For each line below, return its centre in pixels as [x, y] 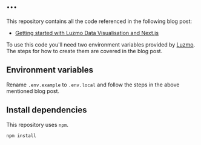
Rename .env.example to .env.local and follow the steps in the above [93, 85]
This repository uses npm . [37, 124]
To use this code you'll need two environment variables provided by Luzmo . [101, 44]
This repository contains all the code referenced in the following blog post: [99, 21]
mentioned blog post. [33, 91]
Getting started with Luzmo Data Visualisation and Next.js [87, 33]
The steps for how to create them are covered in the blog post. [84, 51]
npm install [21, 136]
